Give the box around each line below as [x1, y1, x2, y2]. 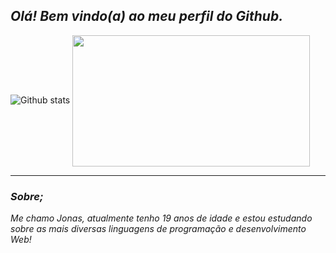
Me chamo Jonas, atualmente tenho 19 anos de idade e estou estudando [10, 212, 313, 224]
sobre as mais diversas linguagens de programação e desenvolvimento [10, 223, 307, 235]
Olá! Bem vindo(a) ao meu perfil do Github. [10, 8, 284, 25]
